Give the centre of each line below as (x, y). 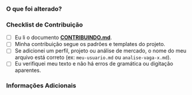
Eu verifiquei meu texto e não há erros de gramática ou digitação (94, 64)
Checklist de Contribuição (44, 24)
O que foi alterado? (34, 9)
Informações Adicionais (41, 86)
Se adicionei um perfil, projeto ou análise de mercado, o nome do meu (100, 51)
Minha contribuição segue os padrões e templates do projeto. (90, 44)
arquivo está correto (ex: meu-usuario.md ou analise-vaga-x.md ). (93, 57)
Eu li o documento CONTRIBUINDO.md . (63, 38)
